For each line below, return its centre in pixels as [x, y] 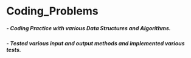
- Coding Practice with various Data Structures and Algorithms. [89, 28]
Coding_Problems [52, 11]
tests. [14, 50]
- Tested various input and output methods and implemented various [95, 43]
